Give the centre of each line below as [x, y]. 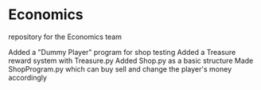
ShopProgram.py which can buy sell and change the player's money [120, 68]
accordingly [28, 77]
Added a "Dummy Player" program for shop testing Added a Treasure [122, 52]
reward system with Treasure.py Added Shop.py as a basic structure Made [131, 61]
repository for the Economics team [65, 37]
